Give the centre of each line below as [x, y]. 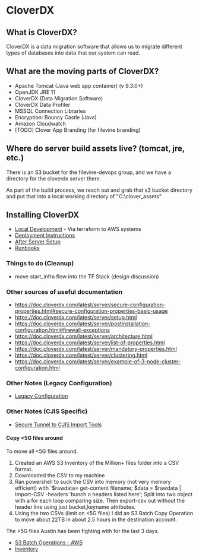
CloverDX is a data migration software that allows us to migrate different [94, 46]
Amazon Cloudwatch [40, 123]
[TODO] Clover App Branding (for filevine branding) [78, 130]
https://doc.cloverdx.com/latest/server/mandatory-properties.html [96, 349]
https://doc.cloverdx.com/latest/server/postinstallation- [83, 324]
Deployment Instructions [45, 236]
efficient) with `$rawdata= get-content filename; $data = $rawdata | [98, 488]
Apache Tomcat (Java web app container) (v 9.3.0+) [79, 85]
